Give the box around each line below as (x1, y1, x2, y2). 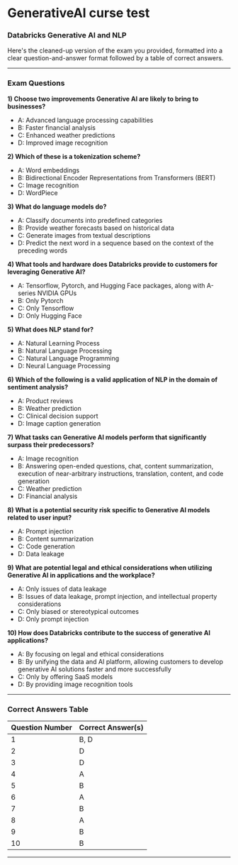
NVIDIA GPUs (37, 289, 77, 297)
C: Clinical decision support (17, 412, 98, 420)
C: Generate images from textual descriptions (17, 231, 151, 239)
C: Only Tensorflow (17, 304, 74, 312)
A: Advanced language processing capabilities (17, 116, 154, 124)
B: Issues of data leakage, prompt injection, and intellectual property (17, 592, 217, 600)
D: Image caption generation (17, 419, 101, 427)
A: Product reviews (17, 396, 74, 405)
